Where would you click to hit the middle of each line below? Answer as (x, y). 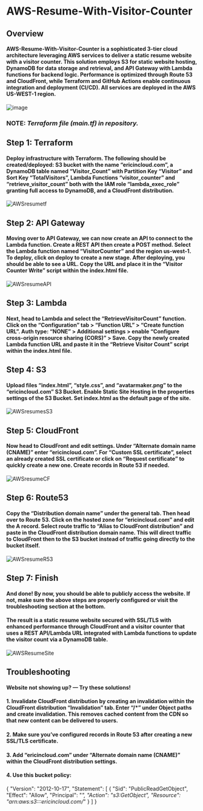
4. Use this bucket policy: (39, 775)
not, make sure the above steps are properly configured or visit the (92, 600)
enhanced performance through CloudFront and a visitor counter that (95, 627)
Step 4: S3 (26, 370)
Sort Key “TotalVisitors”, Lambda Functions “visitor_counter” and (91, 178)
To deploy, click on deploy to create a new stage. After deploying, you (96, 258)
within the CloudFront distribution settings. (62, 761)
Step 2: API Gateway (46, 223)
